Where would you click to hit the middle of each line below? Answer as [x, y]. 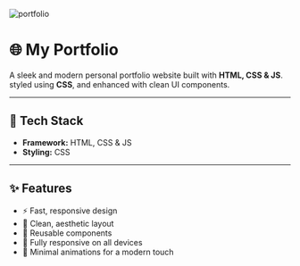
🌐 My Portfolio [64, 50]
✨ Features [41, 189]
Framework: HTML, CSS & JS [77, 142]
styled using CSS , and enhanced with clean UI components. [120, 84]
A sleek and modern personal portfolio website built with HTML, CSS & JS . [146, 75]
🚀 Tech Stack [46, 121]
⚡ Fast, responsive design [70, 211]
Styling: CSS [46, 152]
